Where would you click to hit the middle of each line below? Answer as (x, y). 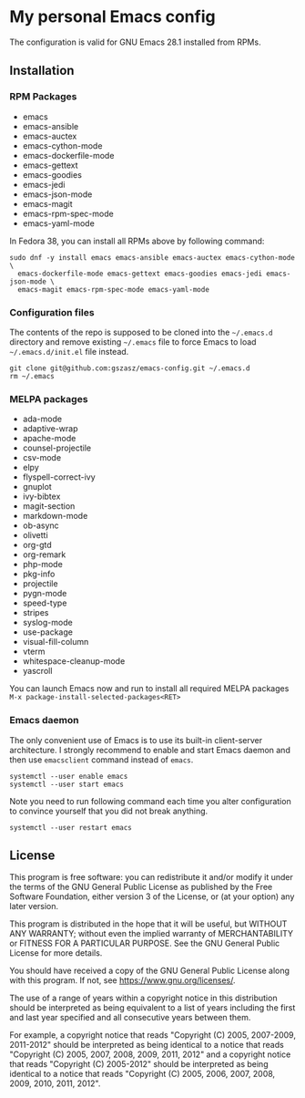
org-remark (44, 554)
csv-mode (42, 458)
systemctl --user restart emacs (71, 827)
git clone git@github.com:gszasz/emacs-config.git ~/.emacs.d (130, 368)
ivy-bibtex (41, 497)
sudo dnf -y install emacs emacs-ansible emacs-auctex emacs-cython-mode (152, 257)
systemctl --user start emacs (67, 784)
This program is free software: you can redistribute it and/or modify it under (151, 877)
